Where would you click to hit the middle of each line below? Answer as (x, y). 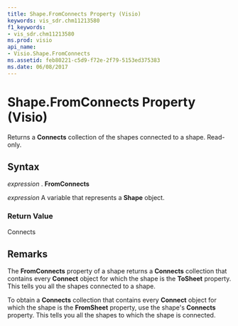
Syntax (23, 167)
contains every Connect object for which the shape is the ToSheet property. (119, 279)
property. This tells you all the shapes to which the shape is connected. (112, 315)
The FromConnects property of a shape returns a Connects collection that (117, 271)
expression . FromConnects (49, 184)
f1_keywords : (27, 27)
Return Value (30, 216)
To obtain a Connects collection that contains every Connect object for (112, 300)
